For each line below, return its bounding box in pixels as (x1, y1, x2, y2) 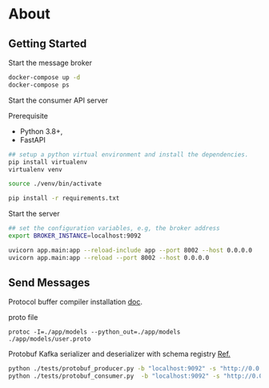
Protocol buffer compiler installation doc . (8, 297, 143, 307)
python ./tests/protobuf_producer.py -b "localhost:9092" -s (8, 365, 217, 373)
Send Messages (8, 276, 90, 289)
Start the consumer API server (8, 95, 108, 105)
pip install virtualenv (8, 158, 88, 166)
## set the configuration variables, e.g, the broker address (8, 224, 220, 232)
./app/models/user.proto (8, 335, 91, 343)
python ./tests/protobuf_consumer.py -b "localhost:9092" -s (8, 372, 220, 381)
